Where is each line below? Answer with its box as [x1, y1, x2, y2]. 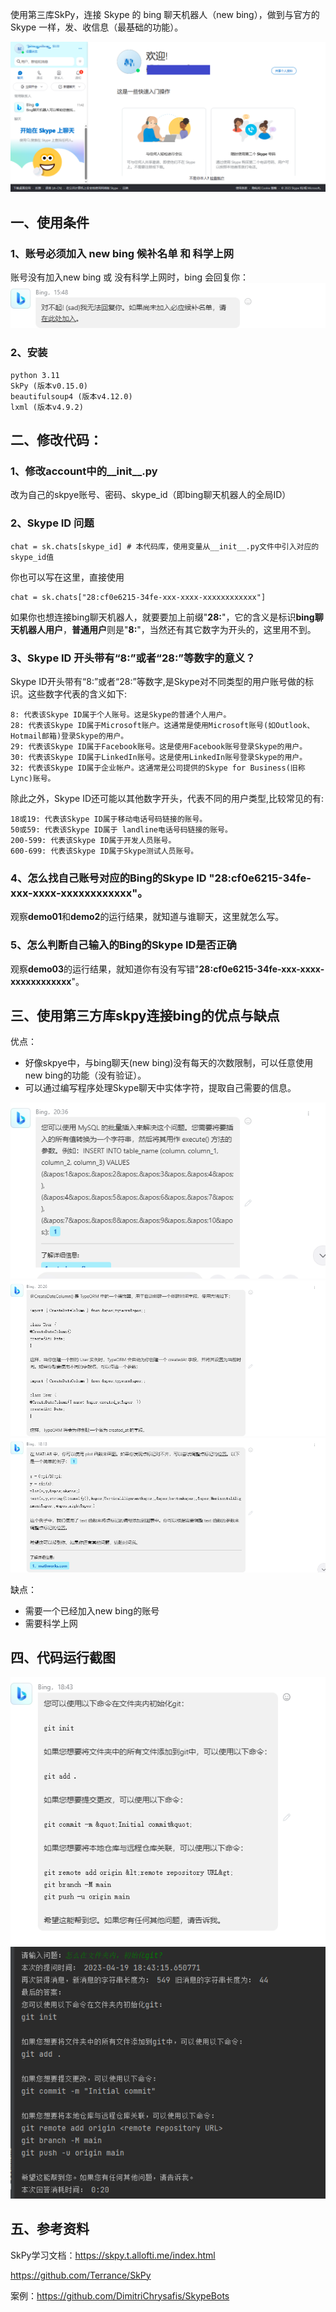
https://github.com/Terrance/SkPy [10, 2269, 152, 2281]
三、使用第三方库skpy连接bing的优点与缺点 [10, 1007, 280, 1024]
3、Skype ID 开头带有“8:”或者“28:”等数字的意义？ [10, 651, 256, 665]
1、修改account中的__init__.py [10, 464, 158, 478]
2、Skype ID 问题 [10, 516, 95, 530]
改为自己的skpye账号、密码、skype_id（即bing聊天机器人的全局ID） [10, 489, 292, 501]
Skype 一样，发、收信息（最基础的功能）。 [10, 21, 184, 33]
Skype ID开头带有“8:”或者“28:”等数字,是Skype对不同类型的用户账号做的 [10, 675, 305, 687]
